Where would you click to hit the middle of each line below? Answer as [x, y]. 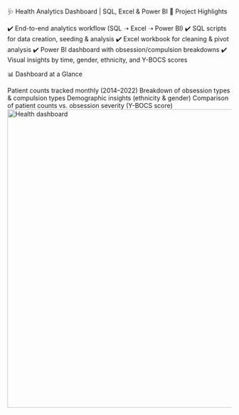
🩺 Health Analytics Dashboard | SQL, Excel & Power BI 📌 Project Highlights [117, 11]
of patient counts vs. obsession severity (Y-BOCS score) [90, 106]
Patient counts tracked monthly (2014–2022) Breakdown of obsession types [119, 90]
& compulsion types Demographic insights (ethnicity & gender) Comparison [118, 98]
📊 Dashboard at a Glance [45, 74]
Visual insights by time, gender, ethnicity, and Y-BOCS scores [97, 60]
